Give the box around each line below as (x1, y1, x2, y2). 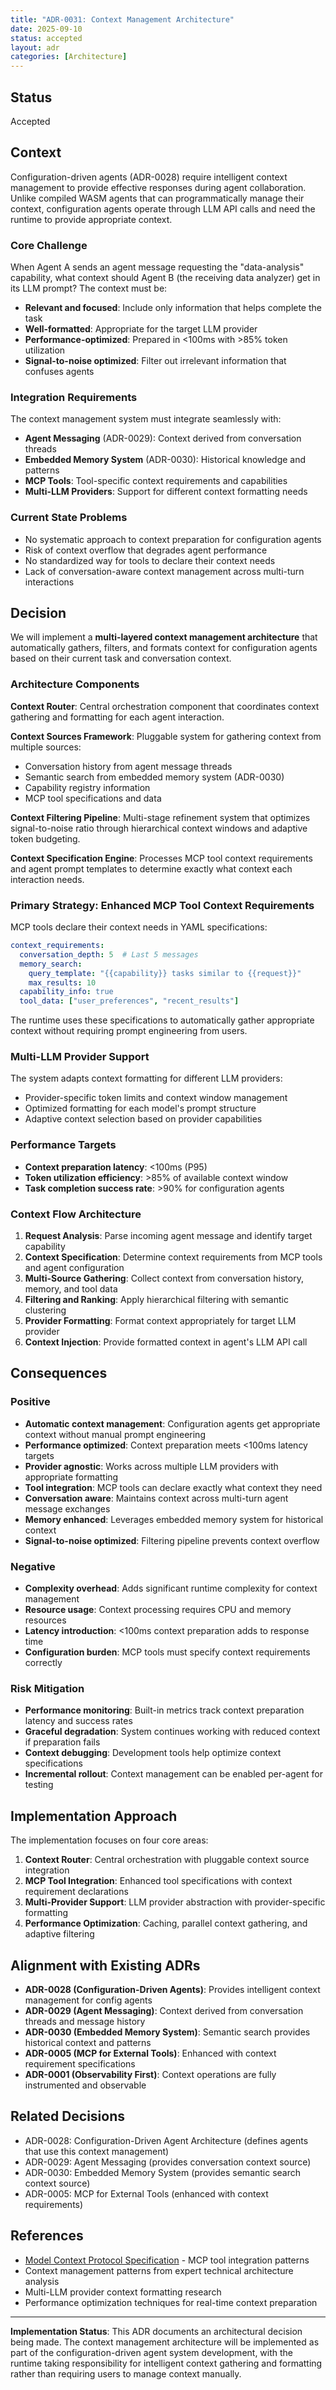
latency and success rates (24, 1715, 133, 1727)
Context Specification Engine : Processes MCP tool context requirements (10, 852, 313, 864)
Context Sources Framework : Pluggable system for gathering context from (10, 730, 322, 742)
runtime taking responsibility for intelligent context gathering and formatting (10, 2357, 323, 2369)
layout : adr (10, 42, 60, 53)
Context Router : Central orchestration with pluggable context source (24, 1854, 310, 1866)
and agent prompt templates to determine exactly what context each (10, 862, 293, 875)
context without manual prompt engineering (24, 1428, 206, 1440)
